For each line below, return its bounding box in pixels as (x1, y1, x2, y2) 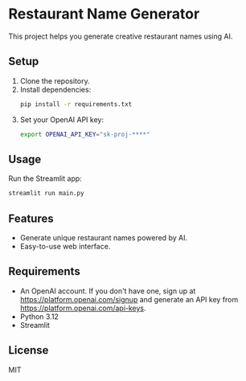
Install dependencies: (19, 84, 92, 94)
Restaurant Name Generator (8, 5, 200, 23)
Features (8, 211, 54, 225)
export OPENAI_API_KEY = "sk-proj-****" (19, 130, 150, 138)
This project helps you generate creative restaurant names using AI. (8, 31, 233, 41)
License (8, 343, 49, 358)
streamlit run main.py (8, 190, 84, 198)
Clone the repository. (19, 76, 90, 85)
